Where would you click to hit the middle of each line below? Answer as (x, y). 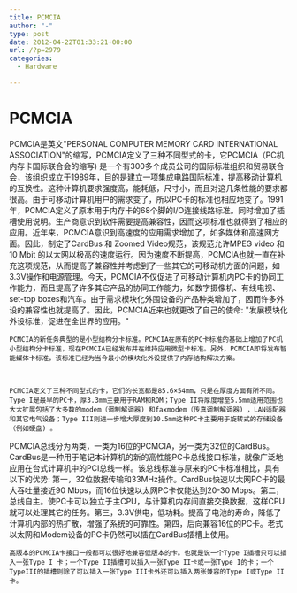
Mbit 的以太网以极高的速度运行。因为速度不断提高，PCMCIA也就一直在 (148, 254)
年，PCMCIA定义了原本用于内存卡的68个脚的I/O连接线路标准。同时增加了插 (147, 210)
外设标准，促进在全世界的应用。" (69, 320)
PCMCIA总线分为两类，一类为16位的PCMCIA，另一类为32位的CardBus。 (142, 446)
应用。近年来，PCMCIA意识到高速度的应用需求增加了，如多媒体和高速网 (141, 232)
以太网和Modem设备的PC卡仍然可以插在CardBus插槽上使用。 (122, 534)
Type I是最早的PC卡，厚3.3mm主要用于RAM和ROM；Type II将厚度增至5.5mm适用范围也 (146, 400)
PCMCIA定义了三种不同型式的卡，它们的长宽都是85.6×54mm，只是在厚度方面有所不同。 (144, 390)
